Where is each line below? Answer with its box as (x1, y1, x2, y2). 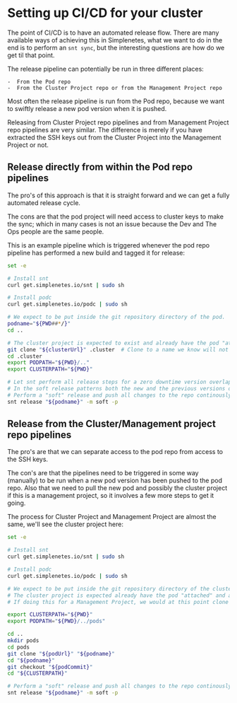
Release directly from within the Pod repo (7, 161, 193, 173)
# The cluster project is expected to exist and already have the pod (7, 339, 219, 347)
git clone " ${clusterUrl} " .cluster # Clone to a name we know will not (7, 346, 229, 353)
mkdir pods (7, 637, 39, 644)
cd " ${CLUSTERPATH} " (7, 670, 68, 677)
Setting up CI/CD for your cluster (7, 5, 203, 21)
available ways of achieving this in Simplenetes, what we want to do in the (7, 35, 223, 44)
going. (7, 499, 26, 507)
